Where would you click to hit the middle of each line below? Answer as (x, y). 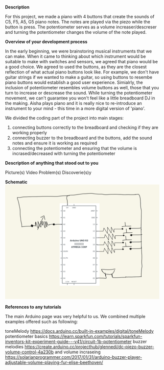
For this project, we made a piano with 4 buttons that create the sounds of (80, 16)
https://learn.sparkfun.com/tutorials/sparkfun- (96, 336)
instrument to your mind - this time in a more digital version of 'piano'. (75, 108)
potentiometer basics (26, 336)
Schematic (16, 182)
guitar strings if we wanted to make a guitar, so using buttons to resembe (79, 77)
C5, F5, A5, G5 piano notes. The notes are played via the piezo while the (78, 22)
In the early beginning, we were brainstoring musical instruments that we (79, 51)
